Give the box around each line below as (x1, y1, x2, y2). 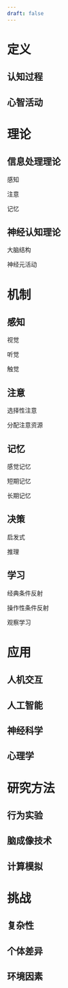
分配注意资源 (7, 421, 43, 429)
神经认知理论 (7, 226, 61, 238)
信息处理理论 (7, 156, 61, 168)
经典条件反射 (7, 589, 43, 597)
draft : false (7, 10, 44, 17)
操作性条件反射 (7, 604, 49, 612)
